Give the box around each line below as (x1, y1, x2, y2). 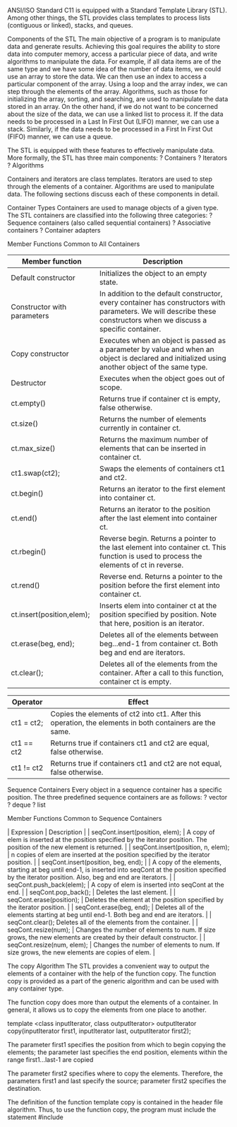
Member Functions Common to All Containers (7, 240, 140, 248)
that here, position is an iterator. (99, 619, 205, 628)
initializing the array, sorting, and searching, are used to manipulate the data (7, 95, 229, 103)
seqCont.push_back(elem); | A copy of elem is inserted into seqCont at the (7, 880, 224, 889)
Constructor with (11, 302, 67, 312)
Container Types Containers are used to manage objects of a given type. (7, 204, 219, 211)
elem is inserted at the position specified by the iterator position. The (7, 836, 207, 843)
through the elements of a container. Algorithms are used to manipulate (7, 182, 215, 190)
